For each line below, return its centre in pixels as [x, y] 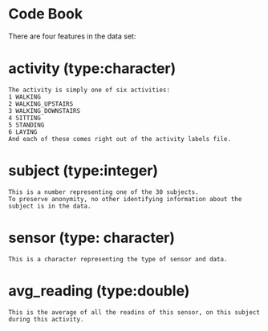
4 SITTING [25, 118]
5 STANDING [26, 125]
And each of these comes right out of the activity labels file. [120, 139]
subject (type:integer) [83, 171]
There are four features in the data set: [72, 36]
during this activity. [46, 319]
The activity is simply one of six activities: [89, 90]
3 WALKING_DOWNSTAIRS [45, 111]
